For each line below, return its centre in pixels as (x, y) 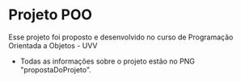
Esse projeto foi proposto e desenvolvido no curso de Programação (121, 37)
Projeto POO (51, 15)
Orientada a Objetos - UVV (53, 45)
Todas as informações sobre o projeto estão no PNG (108, 61)
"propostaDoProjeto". (55, 69)
